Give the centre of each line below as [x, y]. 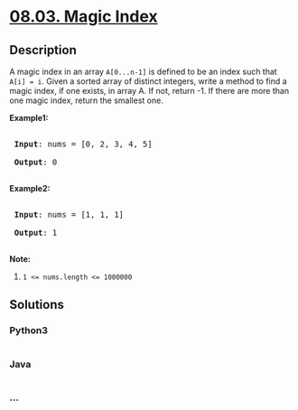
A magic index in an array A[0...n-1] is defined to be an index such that [143, 71]
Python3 [28, 331]
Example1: [29, 118]
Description [43, 50]
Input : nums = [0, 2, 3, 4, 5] [83, 144]
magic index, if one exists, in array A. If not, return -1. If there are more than [149, 91]
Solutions [37, 305]
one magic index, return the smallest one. [87, 100]
